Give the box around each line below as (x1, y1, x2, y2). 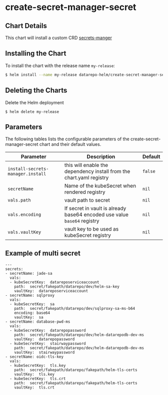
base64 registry (64, 218, 99, 225)
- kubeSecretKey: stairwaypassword (9, 341, 86, 346)
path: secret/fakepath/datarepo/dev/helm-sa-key (14, 284, 120, 289)
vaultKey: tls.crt (14, 385, 55, 390)
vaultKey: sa (14, 315, 43, 320)
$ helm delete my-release (5, 109, 59, 114)
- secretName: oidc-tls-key (5, 354, 64, 359)
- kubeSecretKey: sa (9, 302, 55, 307)
